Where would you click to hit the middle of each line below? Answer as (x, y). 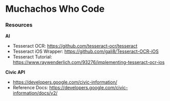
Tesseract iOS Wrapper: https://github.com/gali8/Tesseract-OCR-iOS (86, 51)
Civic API (15, 72)
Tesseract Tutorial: (32, 57)
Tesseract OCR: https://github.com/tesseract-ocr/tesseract (75, 46)
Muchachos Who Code (55, 9)
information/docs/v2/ (35, 93)
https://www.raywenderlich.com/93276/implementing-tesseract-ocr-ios (89, 63)
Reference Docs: (30, 88)
